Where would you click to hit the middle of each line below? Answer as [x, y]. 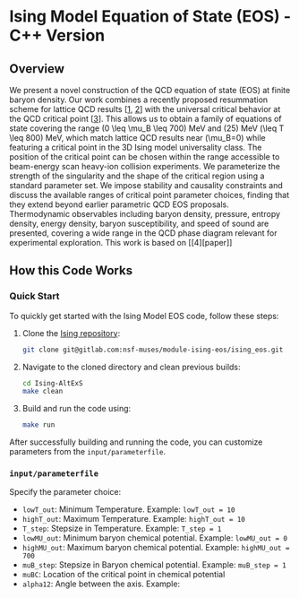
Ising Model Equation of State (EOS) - [150, 17]
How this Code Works [71, 271]
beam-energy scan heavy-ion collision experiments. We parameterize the [145, 166]
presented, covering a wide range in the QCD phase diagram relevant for [143, 233]
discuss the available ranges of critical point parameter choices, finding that [149, 195]
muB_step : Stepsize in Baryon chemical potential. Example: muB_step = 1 [154, 565]
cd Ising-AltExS [52, 383]
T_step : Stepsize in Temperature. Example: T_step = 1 [122, 529]
